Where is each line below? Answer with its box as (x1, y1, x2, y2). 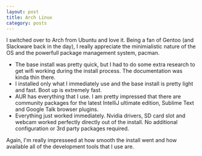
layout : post (6, 8, 39, 15)
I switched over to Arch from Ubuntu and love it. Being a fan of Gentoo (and (6, 37, 194, 44)
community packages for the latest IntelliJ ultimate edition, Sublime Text (14, 99, 194, 107)
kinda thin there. (14, 73, 56, 81)
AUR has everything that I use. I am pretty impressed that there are (14, 93, 181, 100)
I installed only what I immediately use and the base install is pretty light (14, 80, 194, 87)
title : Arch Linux (6, 14, 52, 20)
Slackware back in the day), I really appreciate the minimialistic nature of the (6, 43, 196, 50)
